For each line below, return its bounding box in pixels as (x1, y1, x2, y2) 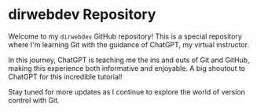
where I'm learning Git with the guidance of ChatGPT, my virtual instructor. (8, 39, 250, 49)
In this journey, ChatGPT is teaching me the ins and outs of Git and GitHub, (8, 55, 250, 65)
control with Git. (8, 95, 61, 105)
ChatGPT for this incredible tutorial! (8, 72, 123, 81)
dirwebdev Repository (8, 6, 156, 24)
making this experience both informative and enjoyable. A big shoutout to (8, 63, 246, 72)
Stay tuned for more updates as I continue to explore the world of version (8, 87, 246, 96)
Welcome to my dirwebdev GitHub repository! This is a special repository (8, 31, 242, 41)
